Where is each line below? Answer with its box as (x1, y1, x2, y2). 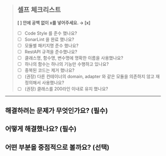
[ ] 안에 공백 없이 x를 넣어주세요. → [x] (17, 20, 90, 26)
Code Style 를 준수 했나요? (24, 30, 78, 36)
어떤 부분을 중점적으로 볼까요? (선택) (5, 143, 110, 152)
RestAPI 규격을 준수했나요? (24, 49, 78, 54)
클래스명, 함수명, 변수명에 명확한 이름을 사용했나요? (24, 55, 124, 61)
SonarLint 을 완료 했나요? (24, 36, 74, 42)
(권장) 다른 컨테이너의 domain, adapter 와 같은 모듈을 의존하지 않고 (24, 74, 155, 79)
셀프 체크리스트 (17, 5, 61, 14)
